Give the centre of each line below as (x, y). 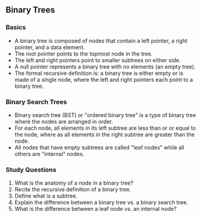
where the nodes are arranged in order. (64, 121)
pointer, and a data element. (50, 47)
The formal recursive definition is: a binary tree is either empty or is (99, 73)
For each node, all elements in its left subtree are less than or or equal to (105, 128)
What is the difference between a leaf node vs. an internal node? (96, 209)
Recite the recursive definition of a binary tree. (73, 190)
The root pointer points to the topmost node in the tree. (83, 54)
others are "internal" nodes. (49, 154)
